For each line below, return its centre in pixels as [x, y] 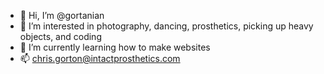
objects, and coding [60, 36]
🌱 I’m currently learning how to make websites [115, 47]
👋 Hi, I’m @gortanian [62, 15]
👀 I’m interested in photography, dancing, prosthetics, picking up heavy [166, 26]
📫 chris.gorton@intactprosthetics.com [100, 58]
